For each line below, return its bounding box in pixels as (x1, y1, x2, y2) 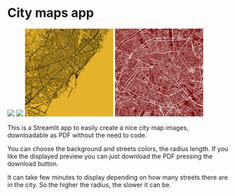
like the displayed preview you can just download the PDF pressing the (7, 152, 213, 160)
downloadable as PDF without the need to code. (7, 131, 147, 139)
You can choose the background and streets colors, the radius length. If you (7, 144, 229, 152)
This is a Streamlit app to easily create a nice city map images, (7, 123, 189, 131)
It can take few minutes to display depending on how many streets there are (7, 173, 228, 181)
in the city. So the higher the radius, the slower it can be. (7, 181, 171, 189)
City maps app (7, 5, 94, 21)
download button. (7, 159, 59, 168)
